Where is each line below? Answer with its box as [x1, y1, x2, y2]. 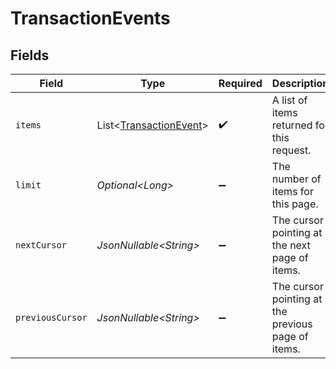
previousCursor [15, 312, 88, 323]
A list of [271, 93, 308, 107]
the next [271, 238, 311, 252]
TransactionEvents [10, 7, 171, 30]
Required [218, 77, 263, 90]
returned [271, 118, 313, 132]
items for [271, 185, 314, 198]
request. [271, 143, 312, 157]
